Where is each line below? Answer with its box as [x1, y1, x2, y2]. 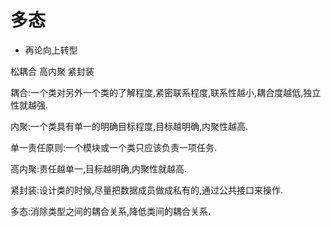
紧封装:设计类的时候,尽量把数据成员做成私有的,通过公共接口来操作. [10, 184, 284, 196]
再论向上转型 [24, 44, 78, 56]
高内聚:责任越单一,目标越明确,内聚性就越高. [10, 162, 188, 175]
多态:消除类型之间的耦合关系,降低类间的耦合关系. [10, 205, 212, 217]
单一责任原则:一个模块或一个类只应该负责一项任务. [10, 141, 218, 153]
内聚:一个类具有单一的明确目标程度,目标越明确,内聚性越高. [10, 120, 249, 132]
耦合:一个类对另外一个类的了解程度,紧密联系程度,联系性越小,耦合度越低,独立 [10, 86, 322, 98]
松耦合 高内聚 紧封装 [10, 65, 95, 77]
